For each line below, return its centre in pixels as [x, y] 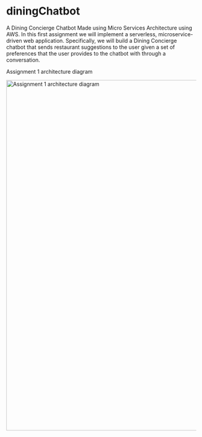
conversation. [23, 60]
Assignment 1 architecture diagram [49, 71]
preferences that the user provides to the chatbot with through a [86, 53]
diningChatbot [43, 11]
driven [14, 40]
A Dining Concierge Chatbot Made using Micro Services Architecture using [99, 28]
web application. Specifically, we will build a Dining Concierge [100, 40]
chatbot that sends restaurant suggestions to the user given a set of [90, 47]
